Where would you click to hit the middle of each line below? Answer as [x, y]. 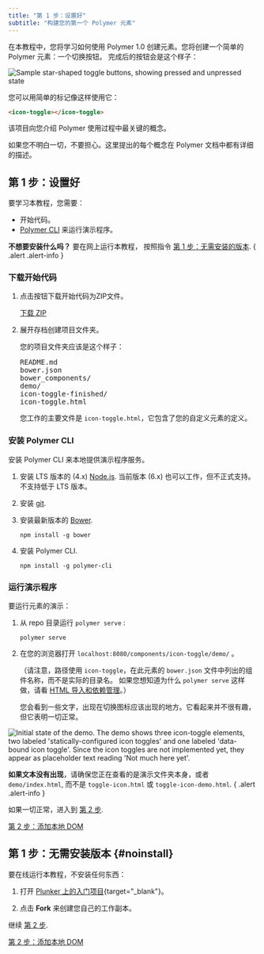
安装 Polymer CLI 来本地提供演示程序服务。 [78, 459]
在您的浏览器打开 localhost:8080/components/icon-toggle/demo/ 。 [129, 653]
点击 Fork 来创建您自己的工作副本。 [78, 908]
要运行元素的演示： [40, 606]
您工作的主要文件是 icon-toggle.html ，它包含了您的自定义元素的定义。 [136, 418]
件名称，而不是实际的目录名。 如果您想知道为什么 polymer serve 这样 [132, 680]
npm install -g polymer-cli [66, 565]
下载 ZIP [33, 313]
